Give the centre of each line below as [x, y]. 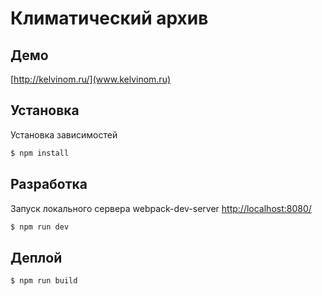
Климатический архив [109, 18]
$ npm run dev [40, 227]
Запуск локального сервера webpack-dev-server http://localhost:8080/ [161, 208]
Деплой [36, 257]
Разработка [49, 184]
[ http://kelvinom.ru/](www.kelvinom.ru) [91, 79]
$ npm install [40, 153]
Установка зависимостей [64, 134]
